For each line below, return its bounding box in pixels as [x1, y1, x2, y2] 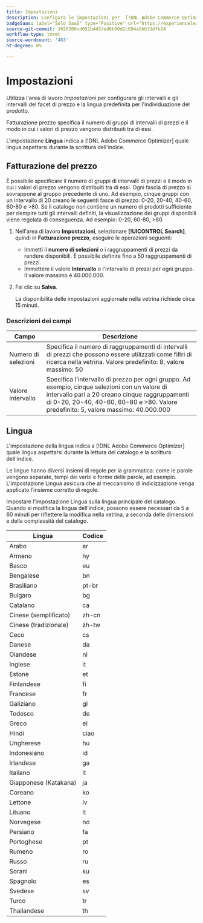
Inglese [9, 660, 30, 668]
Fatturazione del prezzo [6, 161, 98, 172]
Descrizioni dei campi [6, 317, 71, 325]
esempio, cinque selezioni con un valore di [46, 383, 167, 391]
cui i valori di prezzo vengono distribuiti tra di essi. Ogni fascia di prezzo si [6, 183, 192, 191]
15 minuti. [14, 301, 39, 309]
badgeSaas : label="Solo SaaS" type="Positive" [6, 20, 126, 26]
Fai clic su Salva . [14, 283, 57, 290]
